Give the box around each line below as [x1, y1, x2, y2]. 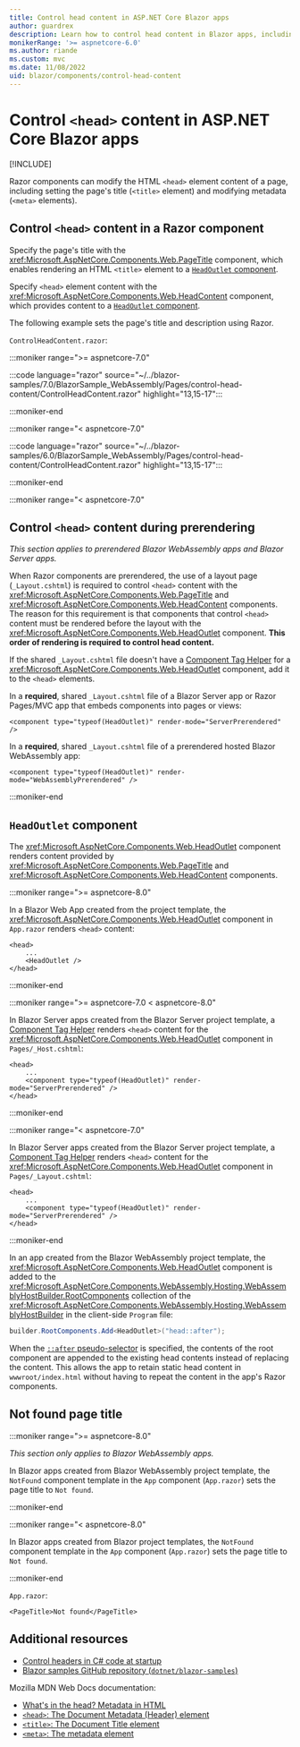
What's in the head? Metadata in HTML [21, 1700, 167, 1710]
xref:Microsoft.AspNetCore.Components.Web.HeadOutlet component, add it [9, 664, 290, 675]
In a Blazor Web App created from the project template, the [9, 905, 227, 916]
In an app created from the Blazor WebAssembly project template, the [9, 1252, 266, 1263]
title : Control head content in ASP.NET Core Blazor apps [9, 13, 229, 22]
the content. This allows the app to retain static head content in [9, 1362, 242, 1372]
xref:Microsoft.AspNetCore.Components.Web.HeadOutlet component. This [9, 627, 286, 638]
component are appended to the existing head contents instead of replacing [9, 1352, 289, 1363]
